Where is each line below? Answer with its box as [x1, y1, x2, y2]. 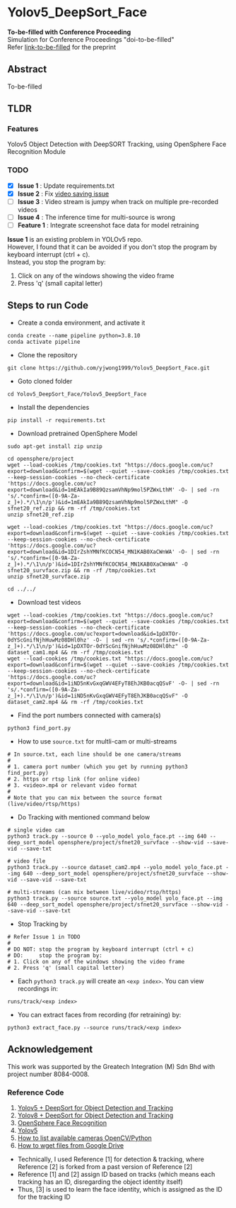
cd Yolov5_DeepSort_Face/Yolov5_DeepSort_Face [7, 391, 147, 398]
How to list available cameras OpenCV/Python [17, 1134, 152, 1142]
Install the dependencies [17, 403, 90, 411]
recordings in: [17, 984, 59, 992]
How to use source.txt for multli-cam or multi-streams [17, 737, 177, 745]
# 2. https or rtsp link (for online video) [7, 776, 141, 783]
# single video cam [7, 827, 65, 834]
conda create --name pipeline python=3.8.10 [7, 332, 141, 339]
